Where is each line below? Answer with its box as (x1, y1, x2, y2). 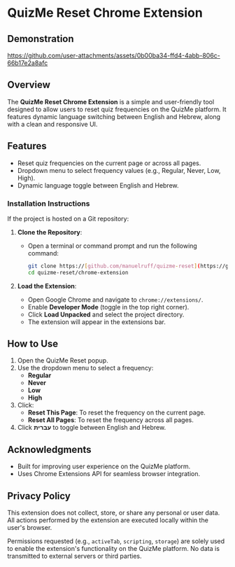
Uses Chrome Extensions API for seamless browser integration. (17, 470, 201, 478)
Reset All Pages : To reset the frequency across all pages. (27, 416, 194, 424)
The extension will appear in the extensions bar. (27, 317, 166, 326)
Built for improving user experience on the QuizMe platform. (17, 462, 191, 470)
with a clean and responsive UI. (7, 120, 98, 128)
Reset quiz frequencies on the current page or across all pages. (17, 159, 201, 167)
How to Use (7, 338, 59, 350)
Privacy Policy (7, 490, 71, 502)
